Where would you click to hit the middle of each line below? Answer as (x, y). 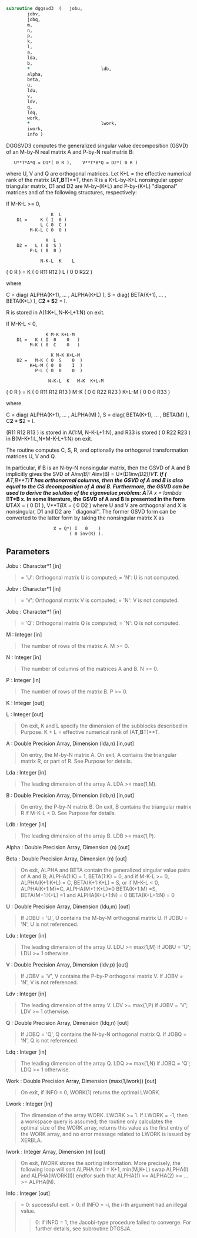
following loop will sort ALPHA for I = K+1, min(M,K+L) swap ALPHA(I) (104, 1169)
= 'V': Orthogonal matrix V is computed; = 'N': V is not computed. (100, 600)
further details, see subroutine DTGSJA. (84, 1229)
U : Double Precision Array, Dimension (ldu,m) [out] (68, 906)
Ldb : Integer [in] (26, 824)
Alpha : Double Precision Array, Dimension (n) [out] (68, 847)
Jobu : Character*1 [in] (34, 566)
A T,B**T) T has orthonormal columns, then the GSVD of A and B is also (95, 480)
